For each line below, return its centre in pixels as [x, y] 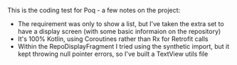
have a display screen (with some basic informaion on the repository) [119, 31]
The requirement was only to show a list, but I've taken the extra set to [121, 24]
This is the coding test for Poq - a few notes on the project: [94, 10]
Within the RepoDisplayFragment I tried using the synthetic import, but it [123, 46]
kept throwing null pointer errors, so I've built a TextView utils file [113, 54]
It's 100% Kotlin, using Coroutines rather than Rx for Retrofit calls [113, 39]
